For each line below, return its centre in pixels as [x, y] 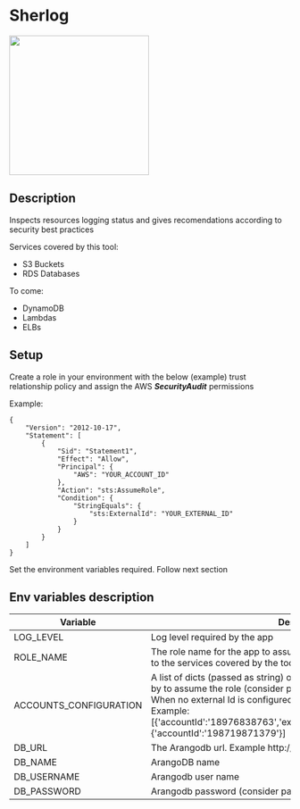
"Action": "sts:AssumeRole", [111, 490]
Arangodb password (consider [215, 791]
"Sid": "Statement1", [97, 451]
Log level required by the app [212, 638]
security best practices [52, 229]
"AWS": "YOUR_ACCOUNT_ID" [121, 474]
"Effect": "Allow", [93, 459]
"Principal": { [85, 467]
